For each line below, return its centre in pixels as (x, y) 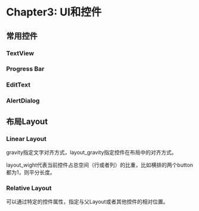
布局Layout (27, 121)
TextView (20, 53)
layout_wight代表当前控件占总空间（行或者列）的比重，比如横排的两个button (100, 165)
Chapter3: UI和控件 (54, 12)
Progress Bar (25, 69)
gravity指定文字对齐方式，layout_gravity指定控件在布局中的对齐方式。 (91, 152)
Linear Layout (26, 139)
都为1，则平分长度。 (31, 172)
